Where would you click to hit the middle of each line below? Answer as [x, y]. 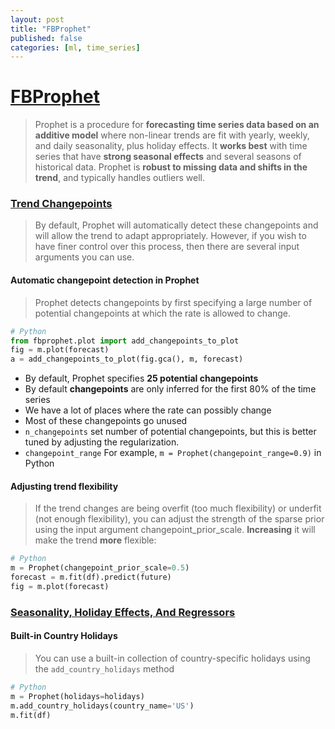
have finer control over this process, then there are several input [167, 247]
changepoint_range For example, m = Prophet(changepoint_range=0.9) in [173, 453]
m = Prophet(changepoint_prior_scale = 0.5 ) [100, 568]
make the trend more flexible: [95, 540]
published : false [46, 38]
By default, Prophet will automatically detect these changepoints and [176, 225]
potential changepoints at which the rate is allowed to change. [163, 313]
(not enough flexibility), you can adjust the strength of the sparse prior [179, 519]
